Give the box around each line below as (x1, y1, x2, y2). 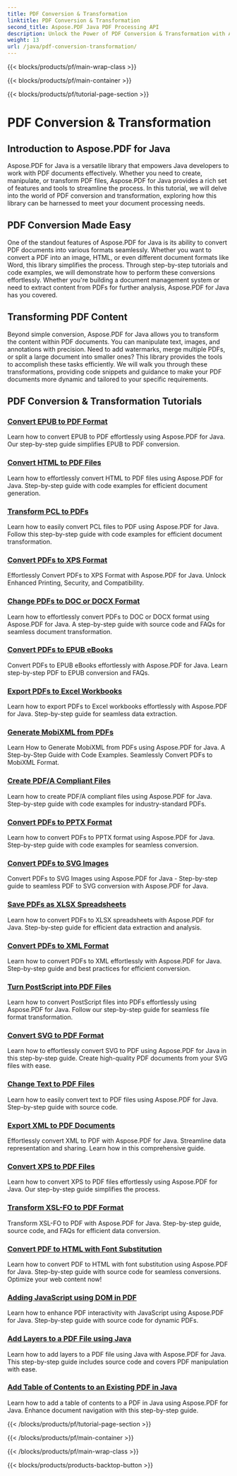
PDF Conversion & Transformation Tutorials (7, 395, 202, 407)
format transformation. (7, 1013, 73, 1021)
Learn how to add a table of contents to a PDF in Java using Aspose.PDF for (7, 1398, 229, 1407)
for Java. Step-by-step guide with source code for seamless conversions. (7, 1267, 221, 1275)
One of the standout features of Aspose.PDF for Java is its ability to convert (7, 238, 227, 246)
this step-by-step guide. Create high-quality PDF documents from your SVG (7, 1054, 228, 1063)
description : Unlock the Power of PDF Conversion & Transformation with (7, 30, 226, 37)
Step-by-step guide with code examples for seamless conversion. (7, 840, 199, 849)
